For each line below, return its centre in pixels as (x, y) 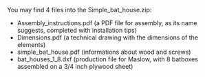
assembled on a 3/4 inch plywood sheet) (75, 66)
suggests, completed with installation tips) (77, 30)
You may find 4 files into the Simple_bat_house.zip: (79, 10)
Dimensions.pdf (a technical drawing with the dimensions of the (107, 37)
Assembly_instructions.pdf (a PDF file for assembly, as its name (107, 23)
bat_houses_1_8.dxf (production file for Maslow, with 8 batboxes (107, 59)
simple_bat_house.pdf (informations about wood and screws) (104, 52)
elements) (31, 45)
